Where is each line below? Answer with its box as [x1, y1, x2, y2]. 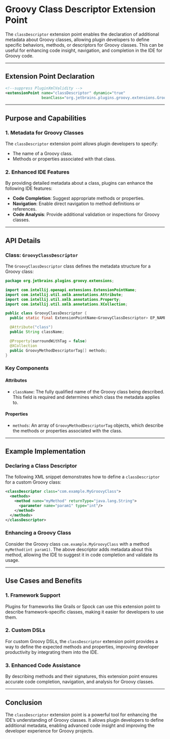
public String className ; [10, 329, 65, 334]
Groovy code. [5, 52, 34, 59]
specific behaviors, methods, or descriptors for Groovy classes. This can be [5, 42, 163, 48]
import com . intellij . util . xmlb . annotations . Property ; [5, 297, 121, 302]
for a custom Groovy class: [5, 479, 62, 485]
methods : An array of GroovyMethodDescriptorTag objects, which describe [12, 422, 163, 428]
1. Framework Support [5, 592, 61, 599]
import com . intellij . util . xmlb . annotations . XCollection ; [5, 301, 128, 307]
